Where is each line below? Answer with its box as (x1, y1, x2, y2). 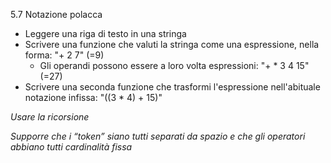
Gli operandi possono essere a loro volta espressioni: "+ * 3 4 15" (39, 60, 310, 71)
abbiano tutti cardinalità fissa (10, 141, 133, 153)
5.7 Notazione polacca (10, 9, 103, 20)
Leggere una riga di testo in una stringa (24, 28, 187, 39)
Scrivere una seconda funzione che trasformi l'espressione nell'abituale (24, 81, 321, 93)
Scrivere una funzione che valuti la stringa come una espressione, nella (24, 39, 320, 50)
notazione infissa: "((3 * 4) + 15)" (24, 92, 163, 103)
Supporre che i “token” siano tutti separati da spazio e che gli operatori (10, 130, 306, 142)
